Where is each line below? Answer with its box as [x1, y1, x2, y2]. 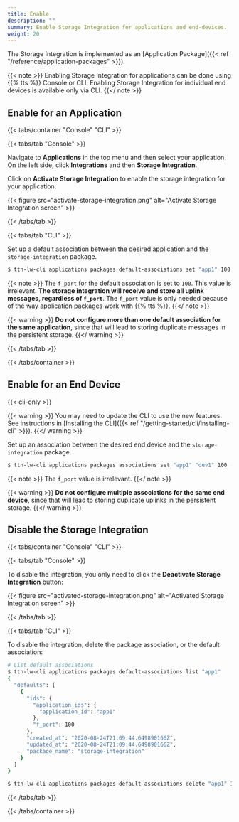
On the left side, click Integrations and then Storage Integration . [7, 161, 198, 169]
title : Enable [7, 10, 50, 18]
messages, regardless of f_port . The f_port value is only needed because [7, 294, 228, 302]
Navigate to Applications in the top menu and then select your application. [7, 154, 226, 162]
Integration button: [7, 577, 64, 587]
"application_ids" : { [33, 701, 97, 708]
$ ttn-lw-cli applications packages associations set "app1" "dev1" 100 [7, 461, 228, 469]
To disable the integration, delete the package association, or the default [7, 641, 221, 649]
